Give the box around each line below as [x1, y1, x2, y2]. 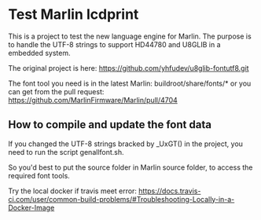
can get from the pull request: [8, 86, 105, 96]
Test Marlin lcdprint [8, 5, 139, 24]
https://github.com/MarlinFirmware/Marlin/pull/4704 [8, 95, 178, 104]
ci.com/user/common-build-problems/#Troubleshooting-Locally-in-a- [8, 194, 235, 203]
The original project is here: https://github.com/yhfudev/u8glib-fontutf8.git [8, 63, 249, 72]
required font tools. [8, 170, 71, 180]
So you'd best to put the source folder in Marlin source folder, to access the [8, 163, 253, 172]
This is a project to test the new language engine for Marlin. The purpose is [8, 31, 252, 41]
